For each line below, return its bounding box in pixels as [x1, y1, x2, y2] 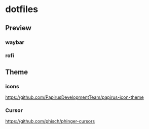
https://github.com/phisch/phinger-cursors [5, 118, 95, 124]
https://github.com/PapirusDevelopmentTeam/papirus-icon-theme [5, 94, 144, 100]
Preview [5, 24, 32, 32]
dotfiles [5, 4, 39, 15]
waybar [5, 39, 24, 46]
